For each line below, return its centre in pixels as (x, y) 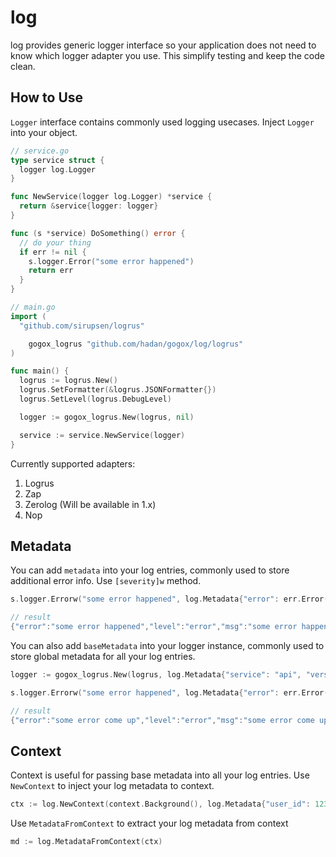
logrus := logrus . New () (68, 381)
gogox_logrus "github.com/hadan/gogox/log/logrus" (136, 344)
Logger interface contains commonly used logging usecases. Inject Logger (162, 122)
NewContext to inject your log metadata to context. (112, 786)
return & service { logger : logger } (89, 206)
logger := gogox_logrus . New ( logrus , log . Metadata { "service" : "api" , (156, 674)
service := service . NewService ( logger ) (102, 435)
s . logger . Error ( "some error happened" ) (111, 261)
